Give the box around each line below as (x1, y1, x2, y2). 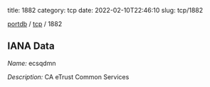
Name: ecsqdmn (7, 59, 56, 67)
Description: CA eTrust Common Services (7, 72, 130, 81)
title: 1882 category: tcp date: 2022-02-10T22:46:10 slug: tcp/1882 (7, 6, 204, 14)
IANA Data (7, 40, 55, 52)
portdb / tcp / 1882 (7, 20, 63, 28)
